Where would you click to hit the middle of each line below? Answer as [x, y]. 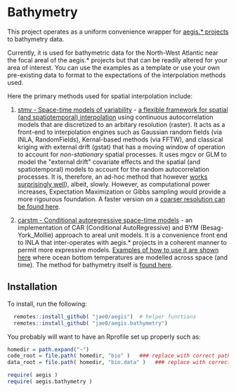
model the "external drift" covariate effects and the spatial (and [109, 161]
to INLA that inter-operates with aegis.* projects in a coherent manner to [122, 242]
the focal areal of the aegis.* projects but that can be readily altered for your [118, 60]
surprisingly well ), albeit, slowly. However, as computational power [114, 184]
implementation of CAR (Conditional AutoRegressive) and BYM [108, 227]
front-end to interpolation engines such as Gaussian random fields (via [120, 132]
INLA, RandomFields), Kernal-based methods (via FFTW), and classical [120, 139]
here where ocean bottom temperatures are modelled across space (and [123, 257]
